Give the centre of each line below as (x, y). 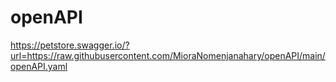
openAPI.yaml (39, 66)
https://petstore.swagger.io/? (70, 45)
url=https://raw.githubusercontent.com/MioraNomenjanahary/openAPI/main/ (168, 55)
